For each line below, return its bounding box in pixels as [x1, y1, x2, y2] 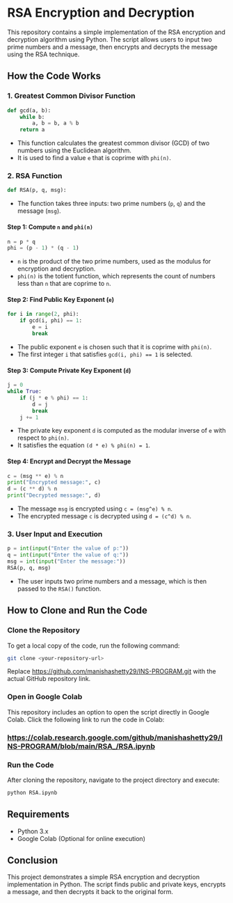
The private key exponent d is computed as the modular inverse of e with [17, 426, 226, 435]
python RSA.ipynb [7, 789, 58, 796]
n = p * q [7, 238, 36, 245]
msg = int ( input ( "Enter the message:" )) [7, 558, 127, 565]
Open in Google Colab [7, 692, 83, 702]
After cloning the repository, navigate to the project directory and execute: [7, 776, 220, 784]
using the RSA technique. [7, 50, 80, 58]
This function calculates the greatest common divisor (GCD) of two [17, 139, 210, 147]
